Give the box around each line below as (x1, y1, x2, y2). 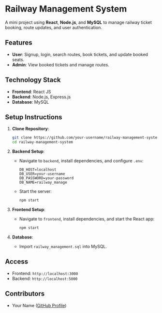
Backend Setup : (12, 149, 45, 155)
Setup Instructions (5, 113, 62, 121)
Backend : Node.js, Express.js (12, 94, 71, 100)
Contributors (5, 290, 45, 298)
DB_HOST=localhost (19, 167, 57, 172)
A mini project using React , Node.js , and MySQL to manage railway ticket (5, 19, 152, 25)
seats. (12, 57, 25, 63)
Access (5, 258, 28, 266)
